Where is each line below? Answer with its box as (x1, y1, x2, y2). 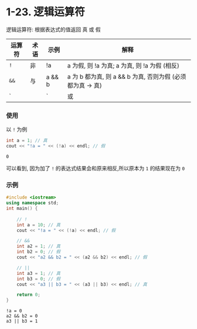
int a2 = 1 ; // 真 (16, 243, 60, 250)
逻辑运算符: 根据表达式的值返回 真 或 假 (6, 26, 101, 33)
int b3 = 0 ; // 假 (16, 276, 60, 282)
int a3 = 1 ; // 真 (16, 270, 60, 276)
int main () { (6, 206, 38, 211)
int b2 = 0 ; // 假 (16, 249, 60, 255)
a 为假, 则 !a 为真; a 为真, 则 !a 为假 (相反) (67, 61, 180, 69)
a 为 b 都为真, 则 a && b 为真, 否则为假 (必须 (67, 72, 186, 80)
